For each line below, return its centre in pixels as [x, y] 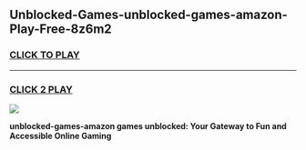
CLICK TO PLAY [45, 55]
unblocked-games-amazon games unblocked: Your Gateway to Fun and [148, 125]
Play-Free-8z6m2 [61, 30]
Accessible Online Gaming [61, 135]
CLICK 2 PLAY [41, 89]
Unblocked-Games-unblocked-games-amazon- [149, 15]
